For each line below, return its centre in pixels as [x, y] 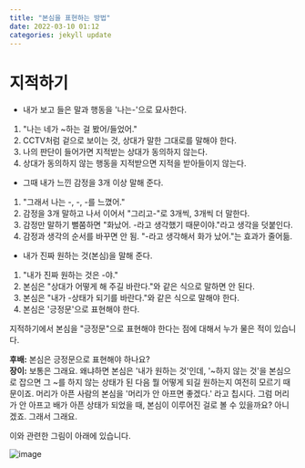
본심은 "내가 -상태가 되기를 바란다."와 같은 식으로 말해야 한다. [131, 298]
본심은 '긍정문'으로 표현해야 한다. [81, 309]
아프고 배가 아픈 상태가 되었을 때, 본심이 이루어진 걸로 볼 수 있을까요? [151, 405]
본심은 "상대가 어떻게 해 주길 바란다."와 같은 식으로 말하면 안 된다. [138, 286]
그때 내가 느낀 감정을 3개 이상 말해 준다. [93, 182]
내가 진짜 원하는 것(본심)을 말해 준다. [87, 255]
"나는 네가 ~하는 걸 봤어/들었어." [80, 130]
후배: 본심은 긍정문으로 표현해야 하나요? [80, 359]
